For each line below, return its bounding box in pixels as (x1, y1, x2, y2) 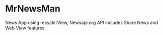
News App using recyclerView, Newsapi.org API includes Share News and (5, 19, 158, 25)
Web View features (5, 24, 45, 30)
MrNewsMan (5, 3, 60, 14)
